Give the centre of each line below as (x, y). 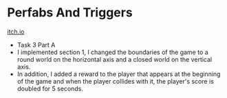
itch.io (16, 32)
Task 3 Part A (36, 45)
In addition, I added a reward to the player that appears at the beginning (119, 74)
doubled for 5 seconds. (50, 88)
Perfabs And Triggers (70, 13)
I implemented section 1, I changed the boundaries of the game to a (112, 52)
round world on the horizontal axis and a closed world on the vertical (115, 59)
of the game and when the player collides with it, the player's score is (116, 81)
